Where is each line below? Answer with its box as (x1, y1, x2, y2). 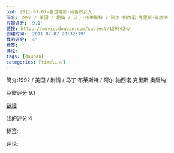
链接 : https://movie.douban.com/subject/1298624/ (6, 25, 131, 32)
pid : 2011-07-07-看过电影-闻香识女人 (6, 8, 92, 15)
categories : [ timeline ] (6, 59, 66, 65)
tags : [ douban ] (6, 53, 44, 59)
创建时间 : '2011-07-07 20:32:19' (6, 31, 86, 37)
